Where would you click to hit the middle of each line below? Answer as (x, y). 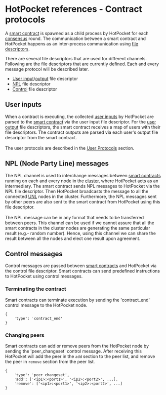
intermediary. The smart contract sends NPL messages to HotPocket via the (83, 186)
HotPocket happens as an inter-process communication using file (72, 43)
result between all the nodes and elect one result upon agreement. (73, 238)
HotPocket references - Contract (74, 9)
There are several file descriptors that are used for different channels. (76, 58)
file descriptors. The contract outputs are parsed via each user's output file (82, 132)
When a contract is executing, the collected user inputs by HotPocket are (80, 117)
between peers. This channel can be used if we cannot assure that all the (80, 223)
